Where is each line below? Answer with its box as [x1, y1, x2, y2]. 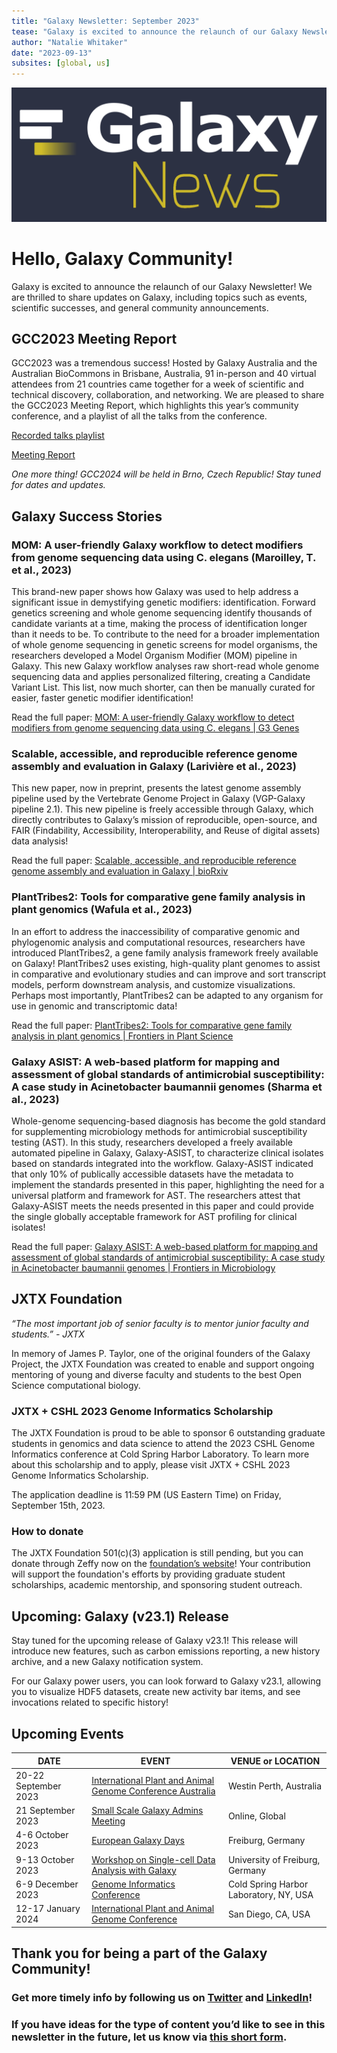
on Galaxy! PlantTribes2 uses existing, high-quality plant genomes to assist [11, 957, 321, 969]
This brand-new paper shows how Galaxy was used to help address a [11, 586, 299, 598]
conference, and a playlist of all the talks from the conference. [11, 410, 268, 422]
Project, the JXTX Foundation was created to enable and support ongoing [11, 1358, 315, 1370]
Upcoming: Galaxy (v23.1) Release [11, 1608, 229, 1625]
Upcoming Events [11, 1725, 124, 1742]
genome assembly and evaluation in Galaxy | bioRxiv [11, 865, 229, 877]
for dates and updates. [11, 479, 106, 491]
